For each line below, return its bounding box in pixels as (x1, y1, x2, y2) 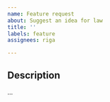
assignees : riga (7, 37, 55, 44)
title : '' (7, 23, 37, 30)
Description (7, 69, 60, 81)
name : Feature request (7, 10, 75, 18)
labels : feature (7, 30, 55, 38)
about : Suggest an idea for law (7, 17, 103, 24)
